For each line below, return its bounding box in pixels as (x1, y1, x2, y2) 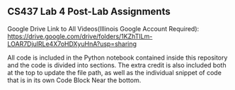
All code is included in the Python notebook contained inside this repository (7, 53, 228, 62)
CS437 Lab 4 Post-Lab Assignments (7, 6, 171, 18)
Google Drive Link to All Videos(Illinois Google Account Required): (7, 24, 200, 33)
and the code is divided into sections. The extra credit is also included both (7, 60, 227, 69)
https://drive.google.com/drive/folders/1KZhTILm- (7, 32, 153, 40)
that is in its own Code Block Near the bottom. (7, 76, 142, 84)
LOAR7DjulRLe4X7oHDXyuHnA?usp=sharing (7, 39, 137, 48)
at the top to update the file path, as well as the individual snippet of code (7, 68, 222, 77)
